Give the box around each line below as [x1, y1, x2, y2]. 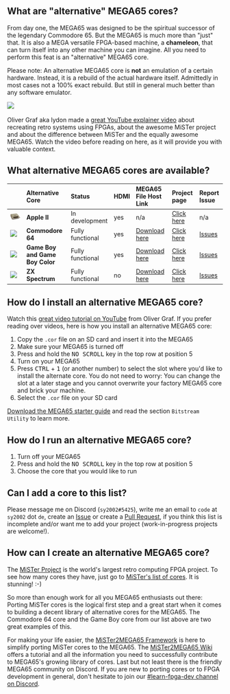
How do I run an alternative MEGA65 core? [7, 434, 192, 446]
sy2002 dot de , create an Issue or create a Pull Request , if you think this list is [7, 513, 222, 521]
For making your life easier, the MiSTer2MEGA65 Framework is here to [7, 636, 205, 644]
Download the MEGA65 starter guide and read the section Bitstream [7, 407, 200, 415]
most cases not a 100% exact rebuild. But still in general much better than [7, 80, 215, 89]
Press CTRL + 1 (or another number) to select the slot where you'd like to [16, 364, 222, 373]
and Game [26, 250, 57, 258]
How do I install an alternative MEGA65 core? [7, 297, 203, 309]
